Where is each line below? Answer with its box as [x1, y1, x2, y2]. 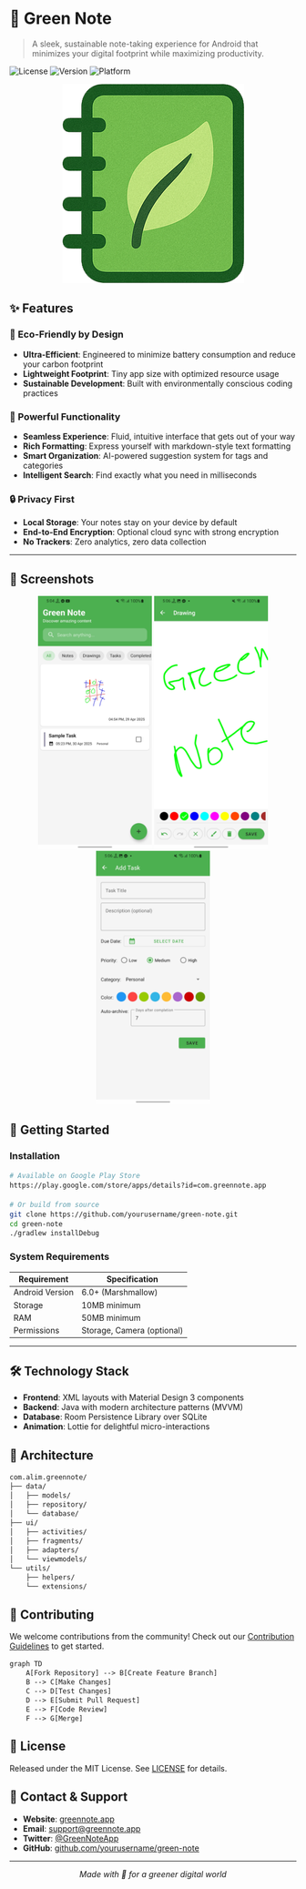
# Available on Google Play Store [9, 1172, 141, 1181]
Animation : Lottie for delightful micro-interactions [22, 1421, 210, 1432]
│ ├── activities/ [9, 1528, 88, 1537]
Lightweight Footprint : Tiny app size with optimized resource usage [22, 368, 280, 379]
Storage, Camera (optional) [81, 1325, 184, 1336]
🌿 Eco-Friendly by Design [9, 328, 125, 340]
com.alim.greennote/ [9, 1473, 88, 1482]
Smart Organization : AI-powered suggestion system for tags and [22, 450, 269, 461]
